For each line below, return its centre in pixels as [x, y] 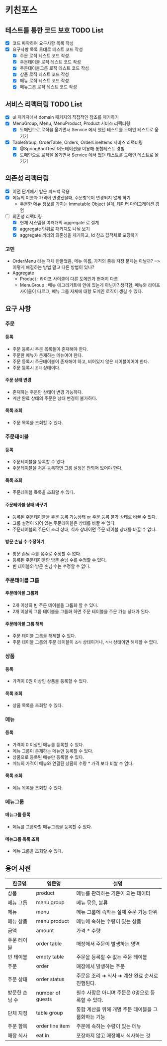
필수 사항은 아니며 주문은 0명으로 [113, 993]
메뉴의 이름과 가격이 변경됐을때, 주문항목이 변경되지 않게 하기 [71, 197]
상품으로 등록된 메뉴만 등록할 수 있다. [48, 757]
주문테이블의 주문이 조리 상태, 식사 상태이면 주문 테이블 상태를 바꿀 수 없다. [84, 529]
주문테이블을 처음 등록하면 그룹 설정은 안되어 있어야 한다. [67, 468]
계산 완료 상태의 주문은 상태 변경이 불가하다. [55, 398]
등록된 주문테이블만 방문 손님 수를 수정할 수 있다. [59, 560]
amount [45, 930]
